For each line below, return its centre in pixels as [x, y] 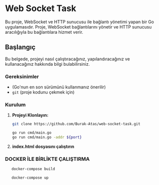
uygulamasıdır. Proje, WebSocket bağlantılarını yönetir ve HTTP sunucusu [78, 27]
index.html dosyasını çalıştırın [43, 146]
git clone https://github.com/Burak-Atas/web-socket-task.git [76, 124]
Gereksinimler [22, 76]
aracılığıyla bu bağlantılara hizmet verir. [44, 32]
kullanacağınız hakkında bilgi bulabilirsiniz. [48, 64]
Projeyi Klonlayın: [30, 115]
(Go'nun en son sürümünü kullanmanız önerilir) [59, 87]
